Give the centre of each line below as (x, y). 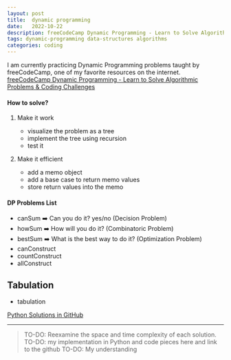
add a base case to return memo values (84, 180)
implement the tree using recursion (77, 139)
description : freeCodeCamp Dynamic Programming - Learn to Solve (102, 33)
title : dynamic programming (49, 20)
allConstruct (34, 263)
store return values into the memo (75, 187)
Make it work (35, 118)
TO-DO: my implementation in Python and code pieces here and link (121, 342)
